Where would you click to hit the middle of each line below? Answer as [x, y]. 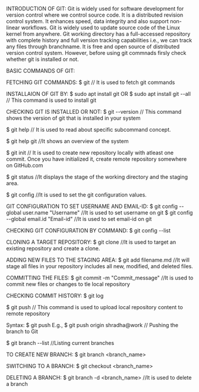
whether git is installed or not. [42, 59]
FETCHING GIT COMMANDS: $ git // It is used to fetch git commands [91, 82]
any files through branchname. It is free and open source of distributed [93, 46]
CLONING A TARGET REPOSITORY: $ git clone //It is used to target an [91, 242]
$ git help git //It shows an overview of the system [67, 141]
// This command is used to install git [51, 100]
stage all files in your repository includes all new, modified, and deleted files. [99, 266]
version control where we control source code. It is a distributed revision [95, 15]
